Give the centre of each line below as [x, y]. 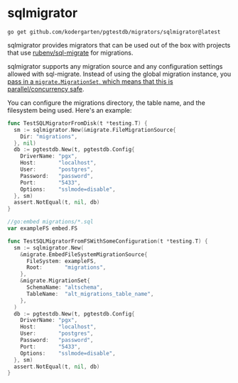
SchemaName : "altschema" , [64, 288]
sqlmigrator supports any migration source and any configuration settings [115, 66]
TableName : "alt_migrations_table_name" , [90, 294]
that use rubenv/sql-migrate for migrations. [70, 52]
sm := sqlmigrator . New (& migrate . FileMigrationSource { [95, 130]
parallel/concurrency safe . [46, 89]
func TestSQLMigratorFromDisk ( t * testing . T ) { [77, 123]
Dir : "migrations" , [49, 136]
